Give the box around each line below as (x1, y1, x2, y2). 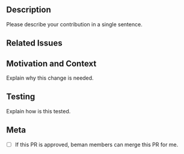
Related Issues (6, 38, 63, 49)
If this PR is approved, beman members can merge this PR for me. (14, 141, 179, 148)
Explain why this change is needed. (6, 74, 94, 81)
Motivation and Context (6, 58, 97, 68)
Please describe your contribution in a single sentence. (6, 20, 143, 28)
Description (6, 5, 51, 15)
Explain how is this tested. (6, 107, 71, 114)
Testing (6, 92, 35, 102)
